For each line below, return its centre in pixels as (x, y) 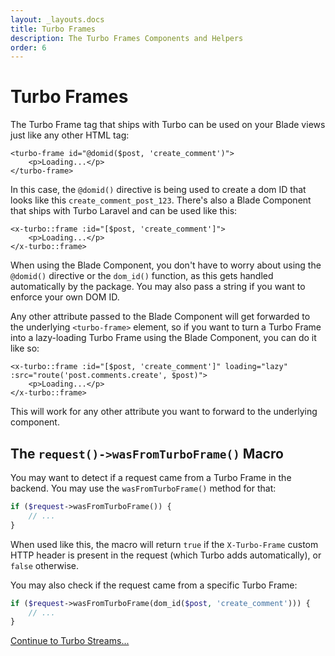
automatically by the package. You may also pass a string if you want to (158, 287)
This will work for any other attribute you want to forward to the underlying (164, 412)
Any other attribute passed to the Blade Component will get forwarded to (160, 317)
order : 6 (28, 47)
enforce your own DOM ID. (65, 297)
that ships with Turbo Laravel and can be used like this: (124, 211)
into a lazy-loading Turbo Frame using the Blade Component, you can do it (163, 338)
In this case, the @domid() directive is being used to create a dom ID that (158, 190)
